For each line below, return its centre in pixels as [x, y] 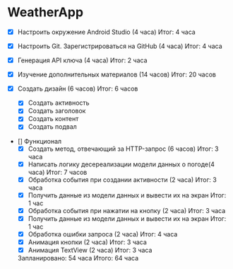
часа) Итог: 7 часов [58, 172]
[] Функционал [40, 141]
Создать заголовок [57, 111]
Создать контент [53, 119]
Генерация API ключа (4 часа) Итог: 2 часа [82, 60]
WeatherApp [45, 12]
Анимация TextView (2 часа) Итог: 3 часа [90, 250]
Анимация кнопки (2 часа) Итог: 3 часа [87, 242]
